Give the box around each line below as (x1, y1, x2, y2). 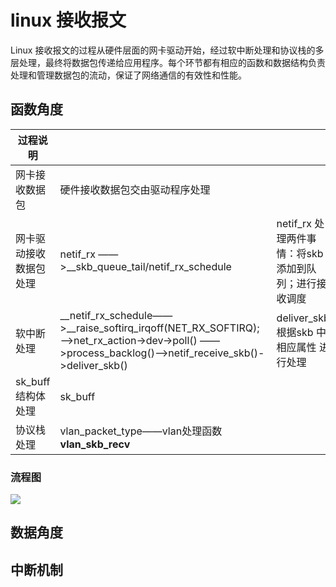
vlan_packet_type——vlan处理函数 (59, 424, 223, 438)
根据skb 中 (276, 325, 327, 339)
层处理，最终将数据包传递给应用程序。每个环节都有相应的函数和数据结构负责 (10, 56, 326, 68)
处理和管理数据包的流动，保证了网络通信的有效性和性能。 (10, 69, 247, 81)
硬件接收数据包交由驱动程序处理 (59, 182, 211, 196)
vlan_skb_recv (59, 437, 131, 451)
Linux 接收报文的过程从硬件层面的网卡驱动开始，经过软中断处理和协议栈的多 (10, 44, 325, 56)
